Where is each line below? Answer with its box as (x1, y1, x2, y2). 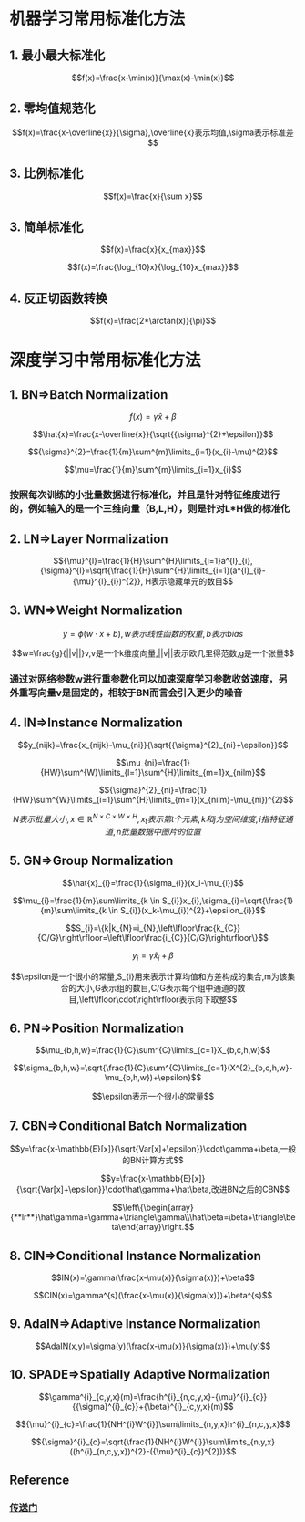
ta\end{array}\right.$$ (111, 1222, 195, 1233)
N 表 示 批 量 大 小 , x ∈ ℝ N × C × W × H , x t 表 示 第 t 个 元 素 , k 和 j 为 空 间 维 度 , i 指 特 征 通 (13, 811, 293, 826)
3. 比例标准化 (9, 166, 84, 182)
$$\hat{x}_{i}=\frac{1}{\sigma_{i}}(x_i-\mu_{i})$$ (62, 877, 244, 888)
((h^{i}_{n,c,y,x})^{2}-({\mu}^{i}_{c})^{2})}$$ (69, 1445, 237, 1456)
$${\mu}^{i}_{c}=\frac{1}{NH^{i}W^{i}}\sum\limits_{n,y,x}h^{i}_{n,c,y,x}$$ (15, 1418, 291, 1429)
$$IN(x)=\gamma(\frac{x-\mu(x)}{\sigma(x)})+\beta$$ (51, 1272, 255, 1283)
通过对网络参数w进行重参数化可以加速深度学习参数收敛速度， (9, 672, 279, 685)
